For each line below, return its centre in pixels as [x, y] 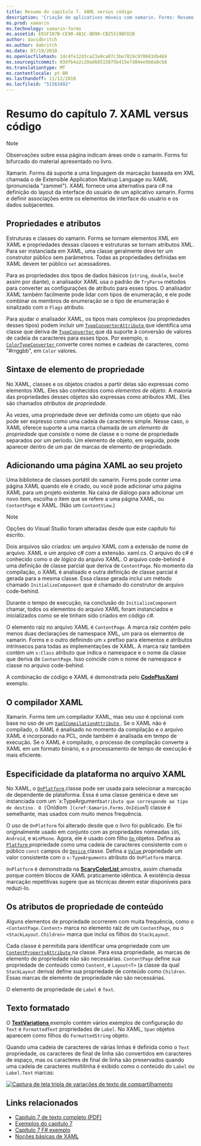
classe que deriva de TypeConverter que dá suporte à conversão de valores [99, 331]
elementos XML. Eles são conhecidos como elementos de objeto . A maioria [99, 390]
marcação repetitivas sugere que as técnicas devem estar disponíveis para [99, 882]
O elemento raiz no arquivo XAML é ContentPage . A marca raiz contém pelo [99, 627]
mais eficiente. [25, 755]
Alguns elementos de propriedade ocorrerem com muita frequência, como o [100, 921]
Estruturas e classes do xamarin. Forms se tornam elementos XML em [92, 238]
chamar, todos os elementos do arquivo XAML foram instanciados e [90, 609]
